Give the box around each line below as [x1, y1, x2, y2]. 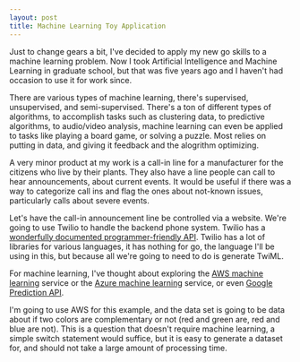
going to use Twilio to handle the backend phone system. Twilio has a [9, 221, 266, 233]
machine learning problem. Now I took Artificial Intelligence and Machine [9, 56, 278, 66]
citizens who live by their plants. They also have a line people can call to [9, 167, 276, 177]
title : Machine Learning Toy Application [9, 22, 167, 30]
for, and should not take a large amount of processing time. [9, 342, 228, 353]
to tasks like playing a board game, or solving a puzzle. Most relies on [9, 130, 267, 141]
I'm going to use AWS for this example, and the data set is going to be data [9, 304, 285, 315]
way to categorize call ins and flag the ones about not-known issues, [9, 185, 263, 196]
